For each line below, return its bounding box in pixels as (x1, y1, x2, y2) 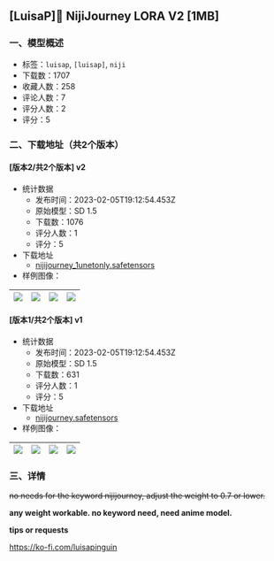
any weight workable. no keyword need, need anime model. (9, 508, 232, 519)
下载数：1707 (21, 70, 71, 81)
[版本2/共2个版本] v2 (9, 162, 87, 173)
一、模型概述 (9, 37, 65, 50)
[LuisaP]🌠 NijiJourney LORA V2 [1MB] (9, 9, 219, 24)
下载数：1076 (34, 216, 84, 227)
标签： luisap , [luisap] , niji (21, 58, 126, 69)
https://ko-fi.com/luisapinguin (9, 542, 118, 553)
